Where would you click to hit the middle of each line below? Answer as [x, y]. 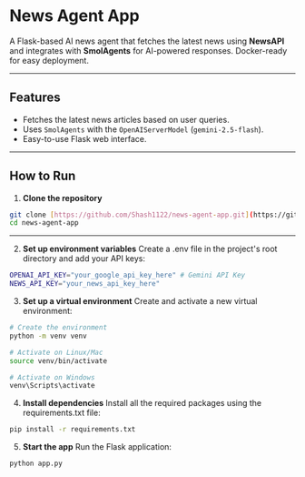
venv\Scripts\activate [52, 386]
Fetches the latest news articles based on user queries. [126, 119]
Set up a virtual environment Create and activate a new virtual [140, 301]
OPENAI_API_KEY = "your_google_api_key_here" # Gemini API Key [128, 275]
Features [35, 98]
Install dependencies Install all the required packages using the [142, 403]
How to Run [43, 176]
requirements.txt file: [62, 413]
